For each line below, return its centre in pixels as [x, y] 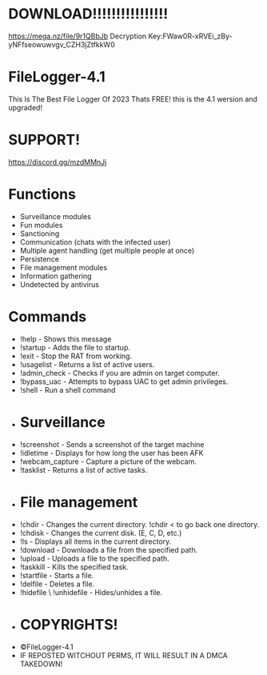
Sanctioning [40, 234]
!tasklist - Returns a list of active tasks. [84, 469]
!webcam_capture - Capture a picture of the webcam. [108, 461]
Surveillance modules [56, 216]
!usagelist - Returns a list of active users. [87, 364]
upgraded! [25, 107]
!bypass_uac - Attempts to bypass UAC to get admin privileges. [124, 381]
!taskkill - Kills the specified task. [74, 567]
